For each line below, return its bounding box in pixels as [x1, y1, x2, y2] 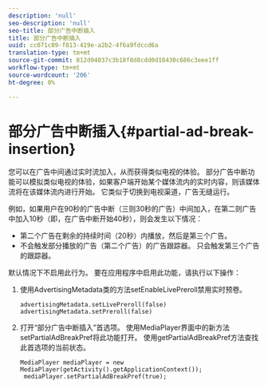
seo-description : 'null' [8, 19, 91, 27]
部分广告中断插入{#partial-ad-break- [8, 122, 254, 141]
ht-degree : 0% [8, 78, 56, 86]
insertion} [8, 140, 76, 158]
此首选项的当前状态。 [19, 342, 90, 352]
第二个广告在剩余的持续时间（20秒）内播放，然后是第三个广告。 [19, 231, 232, 240]
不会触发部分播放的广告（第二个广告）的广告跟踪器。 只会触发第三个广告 [19, 241, 260, 251]
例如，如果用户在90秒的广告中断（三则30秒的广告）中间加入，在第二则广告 [8, 204, 257, 214]
